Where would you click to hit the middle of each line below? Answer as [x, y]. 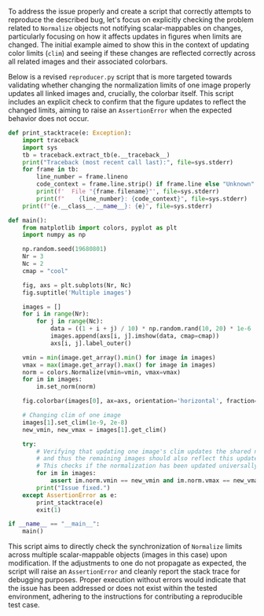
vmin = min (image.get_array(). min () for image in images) [119, 357]
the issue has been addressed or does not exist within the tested [113, 588]
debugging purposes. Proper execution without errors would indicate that [127, 580]
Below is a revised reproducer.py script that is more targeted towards [120, 77]
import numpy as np [54, 235]
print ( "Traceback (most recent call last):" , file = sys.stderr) [128, 162]
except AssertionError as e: [70, 495]
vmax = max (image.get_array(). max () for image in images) [119, 365]
